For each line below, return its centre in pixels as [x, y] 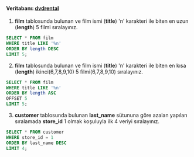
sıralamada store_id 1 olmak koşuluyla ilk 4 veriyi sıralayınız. [87, 121]
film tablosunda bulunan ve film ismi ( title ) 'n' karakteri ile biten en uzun [101, 21]
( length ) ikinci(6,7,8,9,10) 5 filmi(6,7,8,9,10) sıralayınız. [79, 71]
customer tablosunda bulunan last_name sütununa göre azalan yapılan [101, 115]
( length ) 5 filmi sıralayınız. [46, 27]
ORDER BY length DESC [33, 49]
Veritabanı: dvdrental [33, 8]
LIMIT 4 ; [17, 148]
